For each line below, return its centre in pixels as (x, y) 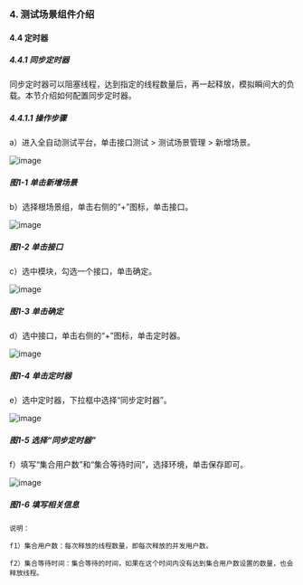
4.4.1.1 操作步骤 (38, 118)
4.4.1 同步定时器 (39, 60)
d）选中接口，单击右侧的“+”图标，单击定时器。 (97, 335)
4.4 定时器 (29, 37)
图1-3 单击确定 (36, 311)
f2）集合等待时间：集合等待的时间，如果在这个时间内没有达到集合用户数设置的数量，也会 (151, 564)
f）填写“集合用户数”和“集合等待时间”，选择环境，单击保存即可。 (129, 465)
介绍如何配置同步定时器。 (88, 96)
